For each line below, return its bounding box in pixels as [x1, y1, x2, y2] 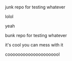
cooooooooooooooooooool [5, 51, 60, 57]
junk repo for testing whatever [5, 4, 66, 10]
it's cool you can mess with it [5, 42, 63, 48]
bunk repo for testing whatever [5, 33, 67, 38]
